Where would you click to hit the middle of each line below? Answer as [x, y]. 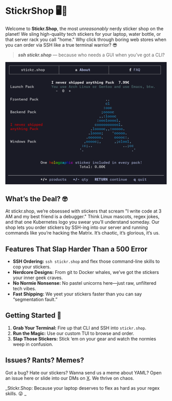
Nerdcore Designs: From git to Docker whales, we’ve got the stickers [86, 272]
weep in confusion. [33, 344]
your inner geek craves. [38, 278]
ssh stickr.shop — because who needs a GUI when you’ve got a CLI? [91, 55]
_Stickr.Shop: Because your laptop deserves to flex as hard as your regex [82, 388]
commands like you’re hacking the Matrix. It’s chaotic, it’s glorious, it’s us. [83, 233]
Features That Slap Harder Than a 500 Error [76, 249]
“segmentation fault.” [35, 299]
